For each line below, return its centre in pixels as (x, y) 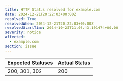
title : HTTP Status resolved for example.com (53, 10)
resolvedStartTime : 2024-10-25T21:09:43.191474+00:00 (62, 28)
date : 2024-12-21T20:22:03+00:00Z (41, 14)
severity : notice (23, 32)
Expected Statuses (30, 63)
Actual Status (74, 63)
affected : (15, 37)
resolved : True (21, 19)
